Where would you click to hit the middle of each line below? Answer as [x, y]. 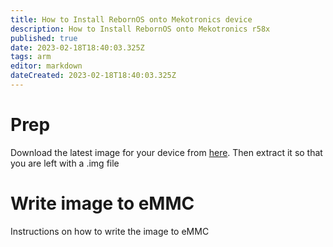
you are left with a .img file [65, 163]
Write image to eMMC [102, 203]
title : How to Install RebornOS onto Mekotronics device [131, 19]
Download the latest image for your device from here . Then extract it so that [166, 152]
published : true [44, 38]
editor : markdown [46, 66]
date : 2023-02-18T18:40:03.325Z [77, 47]
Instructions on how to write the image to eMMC [110, 231]
